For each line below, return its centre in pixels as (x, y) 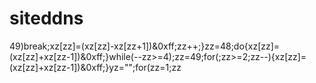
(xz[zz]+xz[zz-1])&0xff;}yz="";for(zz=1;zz (95, 67)
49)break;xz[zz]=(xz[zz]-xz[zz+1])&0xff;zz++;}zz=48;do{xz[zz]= (145, 46)
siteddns (46, 18)
